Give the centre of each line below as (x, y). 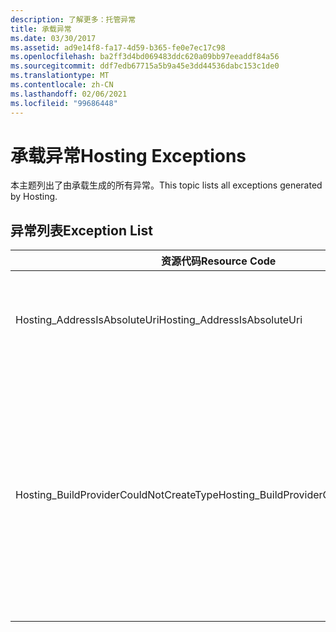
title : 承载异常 (41, 29)
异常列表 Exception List (81, 230)
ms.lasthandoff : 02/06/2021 (69, 94)
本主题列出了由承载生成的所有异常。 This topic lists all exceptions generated (166, 185)
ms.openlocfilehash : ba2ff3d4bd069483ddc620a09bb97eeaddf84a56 (145, 57)
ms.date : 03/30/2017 (53, 38)
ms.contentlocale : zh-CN (62, 85)
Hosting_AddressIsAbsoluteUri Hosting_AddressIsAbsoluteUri (159, 320)
